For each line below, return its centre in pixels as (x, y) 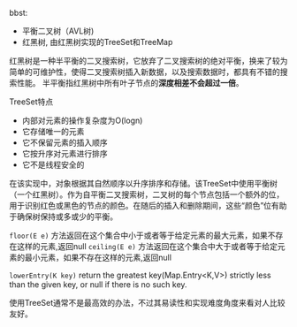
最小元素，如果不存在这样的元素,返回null (98, 257)
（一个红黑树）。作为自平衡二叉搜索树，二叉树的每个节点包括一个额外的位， (147, 194)
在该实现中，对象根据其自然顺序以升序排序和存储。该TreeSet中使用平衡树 (144, 183)
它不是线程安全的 (53, 164)
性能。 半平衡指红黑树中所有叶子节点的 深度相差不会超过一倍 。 (130, 83)
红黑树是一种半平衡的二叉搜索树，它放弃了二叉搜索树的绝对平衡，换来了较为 (148, 61)
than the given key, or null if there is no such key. (98, 285)
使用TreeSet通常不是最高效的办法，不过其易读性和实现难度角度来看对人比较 (147, 303)
